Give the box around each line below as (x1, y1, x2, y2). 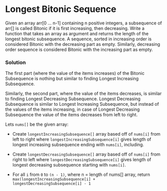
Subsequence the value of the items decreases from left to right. (5, 112, 138, 118)
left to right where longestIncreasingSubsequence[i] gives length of (12, 136, 152, 143)
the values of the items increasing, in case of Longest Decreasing (5, 106, 140, 113)
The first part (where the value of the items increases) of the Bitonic (5, 70, 145, 76)
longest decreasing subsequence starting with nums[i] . (12, 162, 126, 168)
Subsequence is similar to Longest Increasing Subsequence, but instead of (5, 101, 160, 107)
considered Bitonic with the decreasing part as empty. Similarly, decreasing (5, 41, 161, 47)
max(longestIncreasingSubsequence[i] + (12, 177, 96, 182)
